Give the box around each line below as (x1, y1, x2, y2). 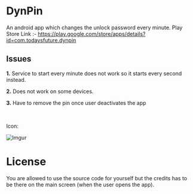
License (6, 155, 47, 168)
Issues (6, 54, 32, 64)
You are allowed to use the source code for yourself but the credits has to (6, 174, 187, 181)
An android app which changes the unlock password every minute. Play (6, 24, 183, 31)
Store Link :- (6, 30, 37, 37)
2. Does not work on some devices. (6, 88, 94, 95)
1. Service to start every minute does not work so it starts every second (6, 70, 182, 77)
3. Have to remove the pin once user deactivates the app (6, 99, 146, 106)
